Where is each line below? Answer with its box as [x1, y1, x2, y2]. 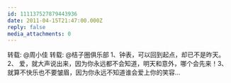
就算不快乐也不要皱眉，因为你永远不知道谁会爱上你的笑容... [7, 68, 181, 77]
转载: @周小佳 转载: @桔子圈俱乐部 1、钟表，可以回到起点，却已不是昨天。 [7, 50, 225, 59]
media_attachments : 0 [7, 30, 72, 38]
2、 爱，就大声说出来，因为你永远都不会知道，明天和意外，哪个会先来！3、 [7, 60, 228, 68]
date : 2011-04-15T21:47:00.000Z [7, 17, 103, 24]
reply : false [7, 23, 46, 31]
